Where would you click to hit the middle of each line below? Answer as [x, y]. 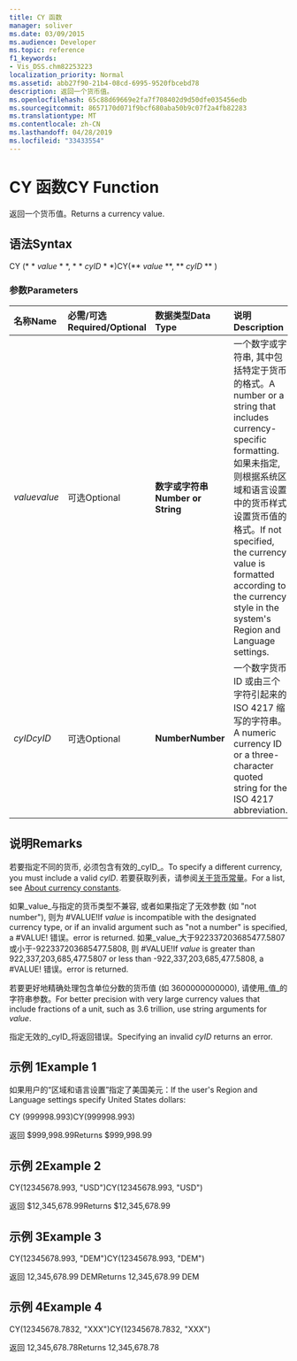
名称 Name [35, 321]
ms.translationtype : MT [53, 116]
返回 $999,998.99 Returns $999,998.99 [81, 1135]
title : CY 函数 [36, 17]
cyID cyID [32, 738]
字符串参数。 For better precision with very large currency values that [135, 999]
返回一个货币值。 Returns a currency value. [87, 213]
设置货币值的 [260, 516]
